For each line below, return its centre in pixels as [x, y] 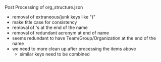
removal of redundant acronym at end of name [61, 33]
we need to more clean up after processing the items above [74, 49]
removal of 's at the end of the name [50, 27]
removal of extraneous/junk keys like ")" [54, 17]
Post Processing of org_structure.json [44, 7]
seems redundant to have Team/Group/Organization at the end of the [84, 38]
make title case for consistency [44, 22]
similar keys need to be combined [55, 54]
